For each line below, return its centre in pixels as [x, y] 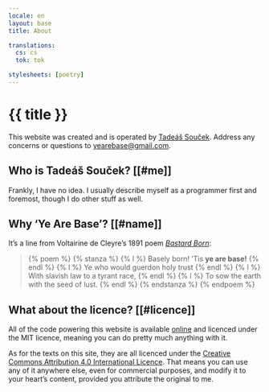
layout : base [30, 23]
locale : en [26, 16]
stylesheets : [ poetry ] [46, 75]
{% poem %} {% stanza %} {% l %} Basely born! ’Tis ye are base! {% [143, 259]
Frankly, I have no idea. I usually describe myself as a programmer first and [132, 190]
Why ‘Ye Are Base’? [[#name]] [85, 224]
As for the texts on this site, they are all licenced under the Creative [120, 353]
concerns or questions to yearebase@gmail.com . [90, 145]
